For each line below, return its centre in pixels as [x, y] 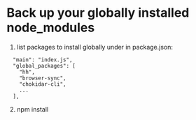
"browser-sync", [43, 78]
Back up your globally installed [98, 13]
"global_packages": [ [44, 66]
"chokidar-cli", [43, 84]
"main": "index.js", [43, 60]
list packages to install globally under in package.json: [94, 47]
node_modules [51, 28]
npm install [33, 109]
